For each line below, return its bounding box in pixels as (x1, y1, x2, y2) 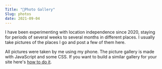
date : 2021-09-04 (5, 16, 40, 21)
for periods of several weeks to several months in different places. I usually (5, 34, 155, 40)
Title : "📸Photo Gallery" (5, 7, 55, 12)
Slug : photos (5, 12, 32, 16)
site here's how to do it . (5, 59, 52, 65)
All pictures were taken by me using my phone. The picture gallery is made (5, 49, 154, 55)
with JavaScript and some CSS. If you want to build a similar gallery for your (5, 54, 157, 60)
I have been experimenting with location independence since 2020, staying (5, 29, 155, 35)
